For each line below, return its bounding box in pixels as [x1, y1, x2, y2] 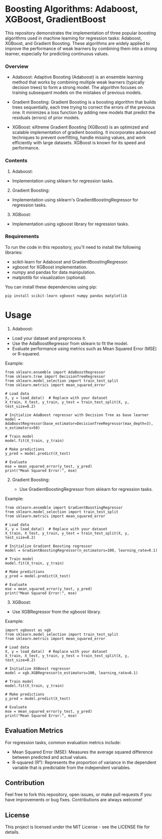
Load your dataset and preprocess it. [12, 335, 87, 341]
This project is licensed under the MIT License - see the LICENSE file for [5, 824, 150, 830]
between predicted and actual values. [12, 754, 88, 760]
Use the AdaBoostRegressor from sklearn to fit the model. [12, 340, 128, 346]
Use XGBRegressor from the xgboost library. [12, 609, 101, 615]
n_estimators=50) [5, 425, 40, 430]
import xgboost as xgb [5, 627, 51, 633]
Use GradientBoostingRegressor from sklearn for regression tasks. [19, 486, 153, 492]
